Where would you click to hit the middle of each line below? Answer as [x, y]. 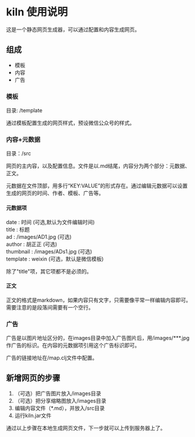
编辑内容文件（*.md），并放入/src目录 [60, 408]
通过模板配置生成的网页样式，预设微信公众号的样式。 [70, 123]
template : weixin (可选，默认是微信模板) [55, 259]
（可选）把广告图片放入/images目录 [58, 393]
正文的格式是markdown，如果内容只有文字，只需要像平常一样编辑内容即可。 [99, 300]
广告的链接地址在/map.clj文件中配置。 [52, 358]
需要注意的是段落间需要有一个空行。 [50, 307]
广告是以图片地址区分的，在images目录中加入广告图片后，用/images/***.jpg [98, 338]
